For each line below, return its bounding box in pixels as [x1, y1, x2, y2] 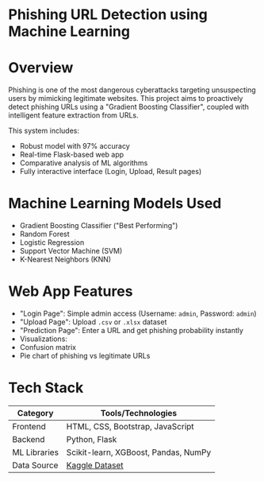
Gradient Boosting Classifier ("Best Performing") [19, 221, 178, 231]
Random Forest [19, 229, 70, 239]
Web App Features [8, 282, 133, 301]
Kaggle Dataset [66, 460, 124, 471]
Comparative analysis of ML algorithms [19, 158, 148, 168]
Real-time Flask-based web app [19, 149, 124, 160]
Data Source [12, 460, 59, 471]
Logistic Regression [19, 238, 85, 247]
